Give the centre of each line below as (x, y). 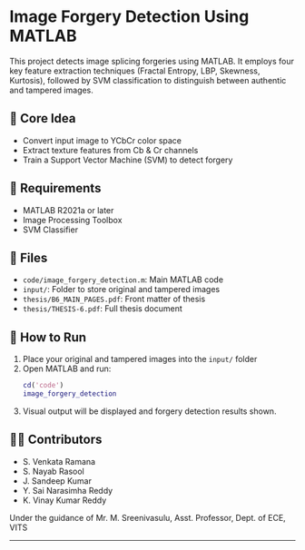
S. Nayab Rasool (53, 471)
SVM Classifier (50, 230)
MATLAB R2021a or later (68, 210)
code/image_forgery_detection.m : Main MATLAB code (123, 280)
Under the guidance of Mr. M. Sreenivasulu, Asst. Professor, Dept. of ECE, (148, 517)
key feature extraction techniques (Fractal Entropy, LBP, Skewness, (135, 71)
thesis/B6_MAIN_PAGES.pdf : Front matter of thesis (114, 299)
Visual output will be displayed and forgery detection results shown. (149, 411)
